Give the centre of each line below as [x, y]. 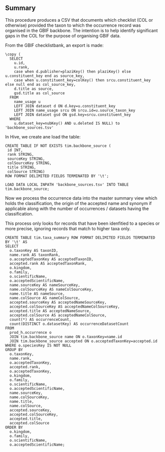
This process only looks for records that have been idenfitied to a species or [82, 223]
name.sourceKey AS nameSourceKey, [45, 285]
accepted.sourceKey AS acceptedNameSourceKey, [58, 302]
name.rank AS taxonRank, [35, 255]
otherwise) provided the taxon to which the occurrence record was [73, 25]
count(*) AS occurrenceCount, [40, 319]
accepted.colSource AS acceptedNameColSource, [58, 315]
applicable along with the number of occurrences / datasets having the [77, 209]
